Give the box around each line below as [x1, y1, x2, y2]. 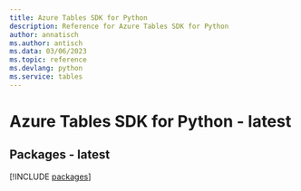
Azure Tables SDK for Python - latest [9, 110, 292, 131]
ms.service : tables [9, 72, 83, 81]
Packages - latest [9, 147, 111, 163]
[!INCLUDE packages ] [9, 171, 92, 182]
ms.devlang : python [9, 64, 83, 73]
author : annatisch [9, 30, 79, 39]
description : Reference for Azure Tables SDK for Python [9, 22, 229, 31]
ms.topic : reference [9, 55, 88, 64]
